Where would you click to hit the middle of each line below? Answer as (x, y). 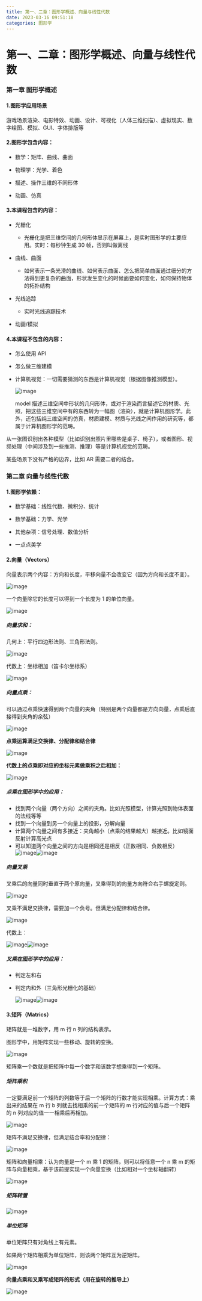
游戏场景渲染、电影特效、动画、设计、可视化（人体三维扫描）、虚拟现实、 (97, 120)
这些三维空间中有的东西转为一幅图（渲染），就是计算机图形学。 (108, 411)
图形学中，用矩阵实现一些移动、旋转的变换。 (61, 1042)
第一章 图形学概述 (31, 90)
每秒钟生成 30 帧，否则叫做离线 (89, 245)
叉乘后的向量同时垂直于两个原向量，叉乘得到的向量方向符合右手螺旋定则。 (98, 883)
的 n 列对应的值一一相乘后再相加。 (49, 1113)
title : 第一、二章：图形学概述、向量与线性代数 (58, 12)
